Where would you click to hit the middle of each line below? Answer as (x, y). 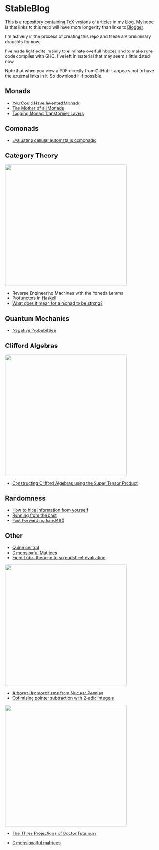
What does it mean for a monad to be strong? (57, 303)
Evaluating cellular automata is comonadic (54, 140)
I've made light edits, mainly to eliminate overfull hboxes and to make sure (79, 51)
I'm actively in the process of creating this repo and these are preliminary (78, 36)
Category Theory (32, 155)
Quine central (26, 547)
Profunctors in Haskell (34, 298)
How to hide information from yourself (50, 510)
